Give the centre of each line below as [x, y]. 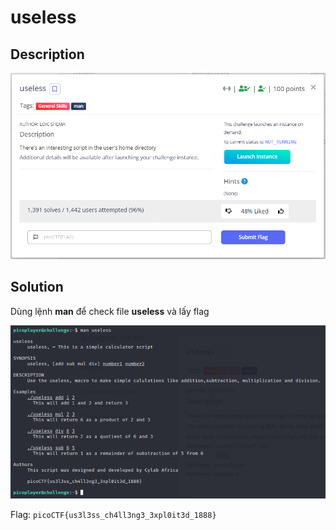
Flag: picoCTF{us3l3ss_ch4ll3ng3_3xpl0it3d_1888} [113, 514]
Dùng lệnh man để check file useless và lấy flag [110, 311]
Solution [37, 287]
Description [47, 54]
